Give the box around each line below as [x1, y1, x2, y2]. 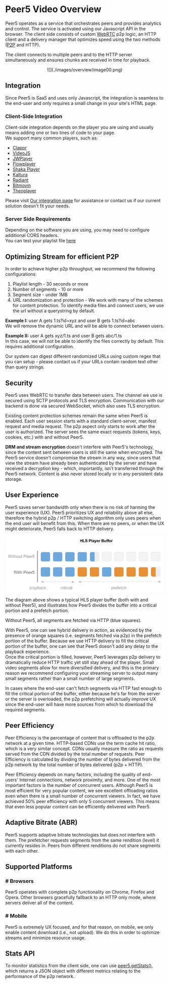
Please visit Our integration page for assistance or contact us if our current [5, 198, 161, 204]
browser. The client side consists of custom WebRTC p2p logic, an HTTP [5, 31, 157, 37]
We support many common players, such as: [5, 135, 98, 141]
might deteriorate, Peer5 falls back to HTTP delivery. [5, 526, 115, 532]
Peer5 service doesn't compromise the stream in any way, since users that [5, 454, 160, 460]
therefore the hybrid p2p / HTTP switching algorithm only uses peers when [5, 514, 161, 521]
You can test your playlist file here [5, 238, 76, 244]
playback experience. [5, 648, 50, 654]
